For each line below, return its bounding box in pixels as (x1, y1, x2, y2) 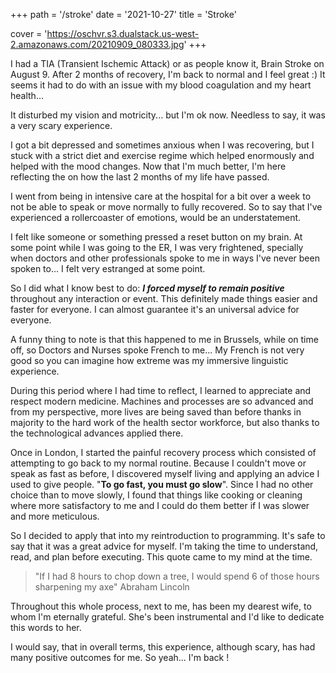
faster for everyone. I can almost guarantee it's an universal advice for (10, 304, 300, 315)
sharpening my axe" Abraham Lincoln (34, 581, 190, 593)
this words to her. (10, 622, 82, 633)
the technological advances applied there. (10, 427, 184, 439)
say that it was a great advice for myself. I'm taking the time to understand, (10, 540, 319, 552)
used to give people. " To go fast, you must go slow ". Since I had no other (10, 479, 314, 490)
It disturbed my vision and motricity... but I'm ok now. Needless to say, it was (10, 109, 326, 121)
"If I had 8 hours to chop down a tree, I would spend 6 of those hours (34, 570, 320, 582)
